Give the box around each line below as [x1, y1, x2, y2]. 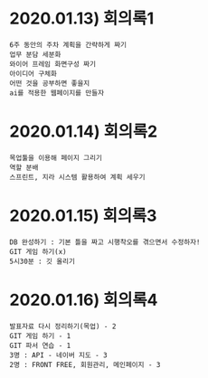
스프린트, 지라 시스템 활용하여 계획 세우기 [9, 173, 146, 182]
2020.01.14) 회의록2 [9, 121, 158, 142]
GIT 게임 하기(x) [9, 247, 68, 256]
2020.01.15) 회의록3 [9, 205, 157, 226]
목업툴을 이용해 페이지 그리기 [9, 153, 102, 163]
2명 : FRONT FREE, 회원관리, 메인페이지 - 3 [9, 360, 161, 369]
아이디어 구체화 [9, 69, 57, 78]
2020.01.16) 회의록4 [9, 290, 158, 310]
